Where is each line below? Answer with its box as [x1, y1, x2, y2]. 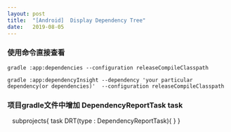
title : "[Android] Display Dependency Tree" [7, 17, 146, 24]
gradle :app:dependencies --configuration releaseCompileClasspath [7, 64, 209, 71]
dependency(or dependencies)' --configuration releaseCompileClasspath [7, 82, 225, 90]
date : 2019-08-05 [7, 23, 65, 30]
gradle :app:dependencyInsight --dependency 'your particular [7, 77, 193, 84]
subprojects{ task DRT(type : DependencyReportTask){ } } [12, 117, 181, 125]
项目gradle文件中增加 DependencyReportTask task [7, 100, 183, 110]
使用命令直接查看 [7, 48, 65, 58]
